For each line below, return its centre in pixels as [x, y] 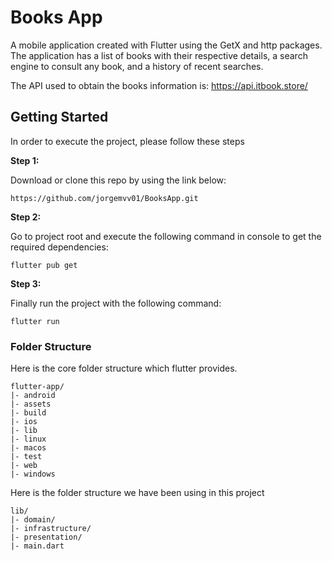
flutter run [35, 321]
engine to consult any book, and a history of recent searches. [137, 66]
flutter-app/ [37, 387]
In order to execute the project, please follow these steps [127, 141]
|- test [26, 457]
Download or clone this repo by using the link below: [118, 180]
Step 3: [26, 283]
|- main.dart [37, 546]
